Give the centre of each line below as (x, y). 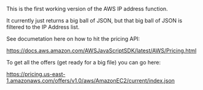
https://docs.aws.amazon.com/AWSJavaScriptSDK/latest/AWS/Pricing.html (101, 50)
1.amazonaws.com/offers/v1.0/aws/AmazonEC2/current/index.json (90, 81)
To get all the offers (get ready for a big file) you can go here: (84, 62)
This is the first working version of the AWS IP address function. (87, 9)
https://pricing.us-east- (36, 74)
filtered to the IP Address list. (43, 27)
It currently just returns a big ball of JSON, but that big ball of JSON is (94, 20)
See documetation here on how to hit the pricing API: (73, 39)
